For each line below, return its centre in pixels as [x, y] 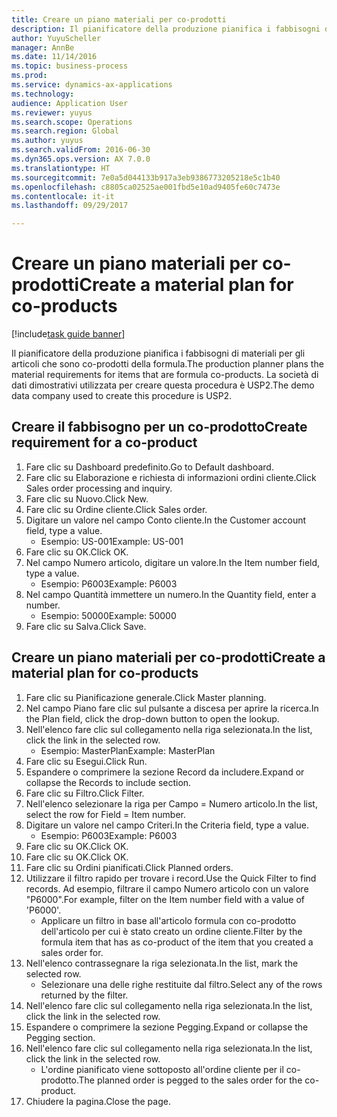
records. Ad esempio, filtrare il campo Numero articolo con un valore [167, 888]
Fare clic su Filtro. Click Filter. [85, 793]
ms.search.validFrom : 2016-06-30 [81, 150]
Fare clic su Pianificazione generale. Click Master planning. [146, 697]
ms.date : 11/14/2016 [54, 57]
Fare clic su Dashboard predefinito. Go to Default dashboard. [149, 467]
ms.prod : [29, 76]
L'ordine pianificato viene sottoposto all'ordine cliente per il [162, 1069]
